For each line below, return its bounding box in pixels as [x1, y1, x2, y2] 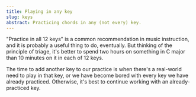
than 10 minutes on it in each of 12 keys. [6, 54, 104, 62]
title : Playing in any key [6, 8, 73, 15]
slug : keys [6, 14, 33, 20]
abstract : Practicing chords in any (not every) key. [6, 19, 142, 25]
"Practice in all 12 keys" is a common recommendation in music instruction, [6, 36, 189, 43]
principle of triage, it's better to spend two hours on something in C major [6, 48, 185, 55]
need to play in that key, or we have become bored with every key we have [6, 72, 188, 79]
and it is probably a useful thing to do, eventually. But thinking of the [6, 42, 173, 49]
